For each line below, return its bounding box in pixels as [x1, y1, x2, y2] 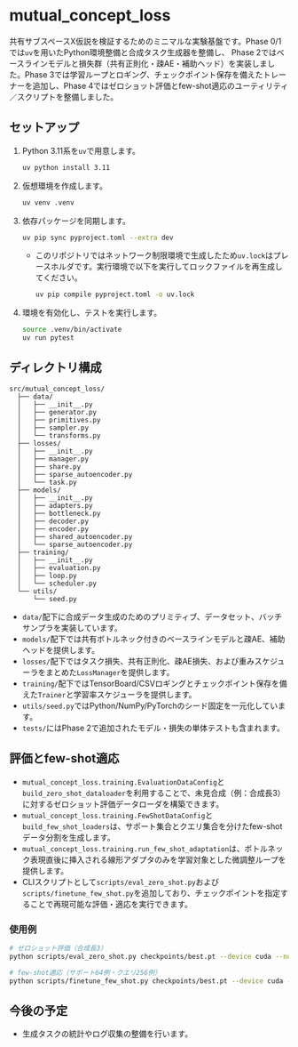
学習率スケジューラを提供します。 [73, 689, 197, 699]
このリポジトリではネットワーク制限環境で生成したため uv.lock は [35, 250, 273, 261]
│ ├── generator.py [17, 407, 98, 416]
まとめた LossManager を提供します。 [45, 666, 175, 677]
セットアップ [9, 120, 80, 135]
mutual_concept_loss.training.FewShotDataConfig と [21, 809, 214, 820]
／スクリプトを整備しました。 [9, 91, 118, 102]
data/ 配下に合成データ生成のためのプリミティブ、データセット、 [21, 611, 260, 622]
